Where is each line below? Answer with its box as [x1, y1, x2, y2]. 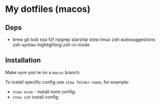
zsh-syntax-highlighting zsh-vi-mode [12, 42, 90, 48]
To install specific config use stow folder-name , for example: [5, 79, 129, 85]
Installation [5, 56, 41, 65]
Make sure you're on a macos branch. [5, 69, 81, 75]
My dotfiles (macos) [5, 3, 91, 15]
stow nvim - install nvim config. [12, 89, 76, 95]
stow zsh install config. [12, 94, 60, 100]
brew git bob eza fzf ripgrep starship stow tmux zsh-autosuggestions [12, 36, 155, 42]
